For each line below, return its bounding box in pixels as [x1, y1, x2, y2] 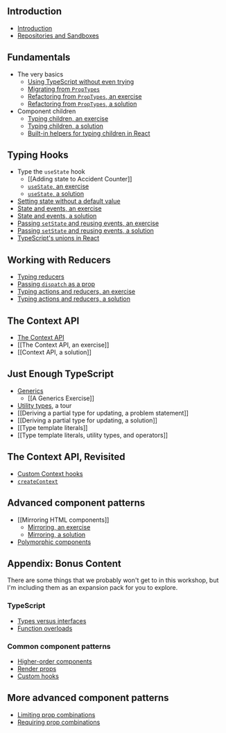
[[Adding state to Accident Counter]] [27, 175, 132, 183]
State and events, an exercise [17, 204, 102, 213]
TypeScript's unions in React [17, 234, 100, 242]
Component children [17, 107, 76, 115]
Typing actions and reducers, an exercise [17, 288, 136, 296]
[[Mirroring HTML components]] [17, 516, 110, 524]
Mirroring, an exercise [27, 522, 91, 531]
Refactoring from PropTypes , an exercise [27, 92, 142, 100]
